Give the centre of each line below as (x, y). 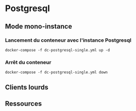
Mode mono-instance (39, 26)
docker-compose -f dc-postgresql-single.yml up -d (58, 50)
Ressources (24, 103)
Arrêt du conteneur (28, 62)
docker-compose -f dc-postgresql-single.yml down (57, 72)
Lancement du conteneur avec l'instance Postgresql (68, 40)
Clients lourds (27, 87)
